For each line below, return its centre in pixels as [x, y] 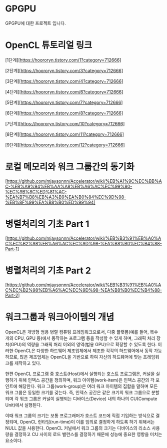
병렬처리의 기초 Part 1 [47, 224]
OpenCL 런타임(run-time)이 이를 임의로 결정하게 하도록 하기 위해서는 [87, 422]
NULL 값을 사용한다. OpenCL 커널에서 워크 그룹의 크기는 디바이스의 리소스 [78, 428]
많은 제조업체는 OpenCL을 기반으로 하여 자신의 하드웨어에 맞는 [81, 357]
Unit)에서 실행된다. [24, 405]
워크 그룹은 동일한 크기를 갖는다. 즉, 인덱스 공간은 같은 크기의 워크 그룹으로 [78, 392]
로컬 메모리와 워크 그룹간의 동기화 [70, 167]
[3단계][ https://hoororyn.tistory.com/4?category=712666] [64, 81]
